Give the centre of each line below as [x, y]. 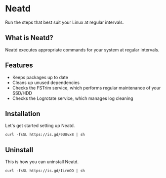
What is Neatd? [29, 38]
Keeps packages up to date [40, 77]
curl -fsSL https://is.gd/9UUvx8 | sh [45, 135]
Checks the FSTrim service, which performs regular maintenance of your [86, 88]
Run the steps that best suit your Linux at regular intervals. [64, 22]
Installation [23, 113]
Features [19, 66]
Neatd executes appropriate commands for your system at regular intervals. [82, 49]
